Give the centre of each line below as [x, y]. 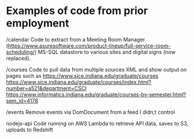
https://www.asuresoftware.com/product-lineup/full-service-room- [89, 46]
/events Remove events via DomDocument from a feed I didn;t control [91, 112]
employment [38, 23]
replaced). [19, 58]
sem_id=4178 [22, 100]
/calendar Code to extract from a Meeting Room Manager [76, 39]
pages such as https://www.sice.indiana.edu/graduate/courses [82, 76]
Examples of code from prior [77, 11]
